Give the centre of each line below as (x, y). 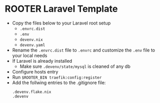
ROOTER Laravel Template (61, 9)
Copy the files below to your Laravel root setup (61, 23)
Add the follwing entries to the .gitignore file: (59, 83)
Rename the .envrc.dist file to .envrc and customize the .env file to (84, 50)
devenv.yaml (32, 45)
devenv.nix (31, 40)
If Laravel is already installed (42, 61)
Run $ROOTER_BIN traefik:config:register (57, 77)
